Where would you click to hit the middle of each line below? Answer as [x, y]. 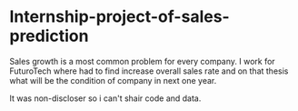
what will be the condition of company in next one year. [113, 80]
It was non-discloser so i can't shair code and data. [105, 98]
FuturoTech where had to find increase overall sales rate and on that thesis [149, 71]
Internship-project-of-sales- [119, 17]
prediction [49, 36]
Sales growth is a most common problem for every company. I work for [142, 61]
